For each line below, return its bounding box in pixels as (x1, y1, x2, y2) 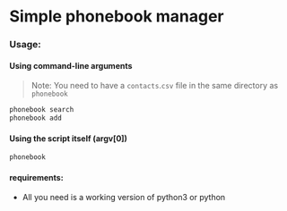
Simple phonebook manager (9, 6, 224, 27)
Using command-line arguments (9, 60, 133, 71)
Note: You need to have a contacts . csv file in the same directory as (30, 80, 279, 91)
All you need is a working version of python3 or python (22, 192, 226, 203)
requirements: (9, 172, 65, 182)
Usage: (9, 38, 42, 51)
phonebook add (9, 114, 63, 122)
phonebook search (9, 105, 74, 114)
